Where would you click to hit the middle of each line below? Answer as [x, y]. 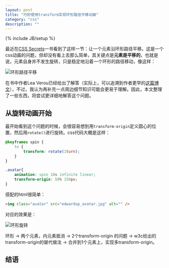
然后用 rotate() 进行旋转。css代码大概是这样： [62, 132]
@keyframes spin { [24, 142]
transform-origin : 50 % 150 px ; [46, 180]
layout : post [19, 10]
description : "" [22, 24]
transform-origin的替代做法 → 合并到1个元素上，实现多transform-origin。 [81, 242]
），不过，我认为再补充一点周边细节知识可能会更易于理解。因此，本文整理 [86, 90]
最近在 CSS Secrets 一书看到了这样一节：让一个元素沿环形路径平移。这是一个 [84, 49]
